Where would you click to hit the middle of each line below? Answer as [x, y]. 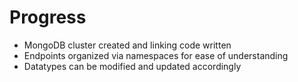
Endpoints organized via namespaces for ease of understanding [156, 55]
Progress [48, 17]
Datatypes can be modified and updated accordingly [132, 66]
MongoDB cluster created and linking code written [127, 45]
